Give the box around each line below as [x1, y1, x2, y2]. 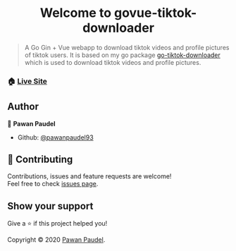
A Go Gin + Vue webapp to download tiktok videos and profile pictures [24, 43, 230, 51]
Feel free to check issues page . [7, 180, 99, 188]
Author [7, 101, 39, 113]
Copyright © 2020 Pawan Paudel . [7, 235, 106, 244]
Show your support [7, 200, 94, 212]
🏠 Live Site [7, 76, 48, 86]
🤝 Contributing [7, 154, 73, 166]
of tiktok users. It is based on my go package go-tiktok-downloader [24, 51, 221, 59]
